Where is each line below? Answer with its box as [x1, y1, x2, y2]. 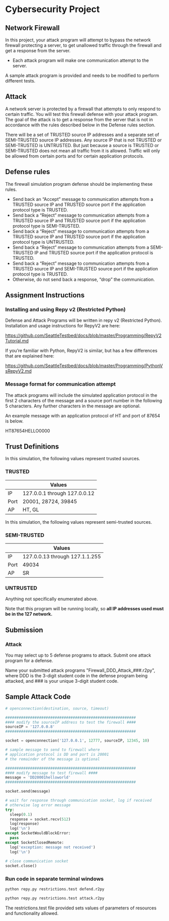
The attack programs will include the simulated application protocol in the [5, 392, 157, 398]
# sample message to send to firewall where [5, 747, 100, 752]
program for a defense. [5, 658, 53, 663]
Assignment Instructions [5, 291, 84, 300]
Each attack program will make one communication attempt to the [12, 57, 149, 63]
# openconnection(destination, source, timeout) [5, 706, 109, 711]
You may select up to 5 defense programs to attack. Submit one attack [5, 652, 151, 658]
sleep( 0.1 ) [10, 812, 33, 817]
